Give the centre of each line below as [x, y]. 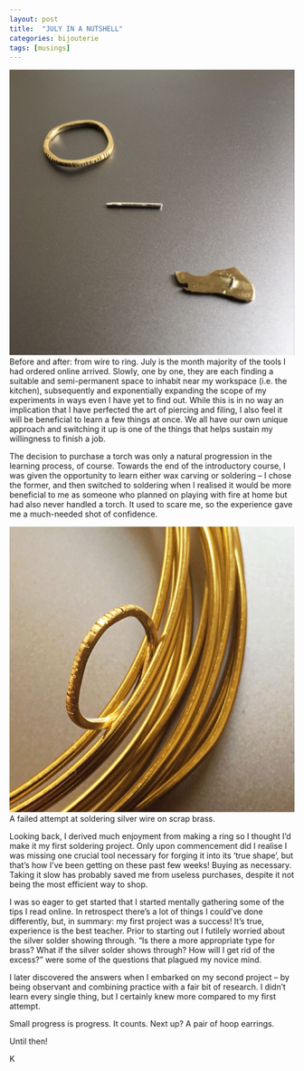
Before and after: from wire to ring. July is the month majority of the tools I [148, 362]
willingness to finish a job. [57, 439]
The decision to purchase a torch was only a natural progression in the [141, 457]
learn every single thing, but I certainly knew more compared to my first [142, 997]
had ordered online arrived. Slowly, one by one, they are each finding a [142, 371]
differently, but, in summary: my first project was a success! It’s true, [137, 921]
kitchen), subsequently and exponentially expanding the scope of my [138, 391]
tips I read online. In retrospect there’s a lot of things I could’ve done [137, 912]
